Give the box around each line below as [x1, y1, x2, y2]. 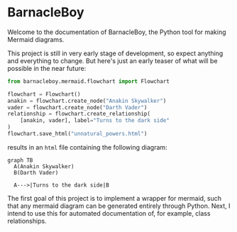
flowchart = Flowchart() [7, 90, 81, 98]
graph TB [7, 157, 33, 164]
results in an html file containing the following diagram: [7, 143, 168, 151]
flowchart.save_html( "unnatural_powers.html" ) [7, 131, 148, 138]
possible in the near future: [7, 64, 87, 72]
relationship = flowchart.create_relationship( [7, 111, 151, 118]
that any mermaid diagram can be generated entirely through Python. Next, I [7, 201, 231, 210]
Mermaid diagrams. [7, 35, 65, 43]
